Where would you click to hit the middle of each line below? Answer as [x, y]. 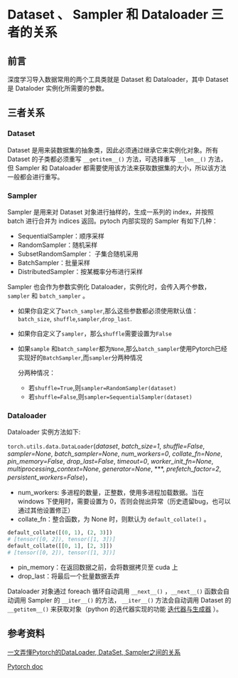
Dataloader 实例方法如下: [44, 432]
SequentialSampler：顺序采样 [61, 236]
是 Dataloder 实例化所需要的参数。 [58, 88]
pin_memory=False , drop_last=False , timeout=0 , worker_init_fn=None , [110, 461]
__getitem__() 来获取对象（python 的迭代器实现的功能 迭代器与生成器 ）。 [115, 609]
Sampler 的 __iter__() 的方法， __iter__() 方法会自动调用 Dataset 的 [129, 600]
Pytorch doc [26, 666]
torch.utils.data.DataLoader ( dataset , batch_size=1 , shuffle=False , [106, 447]
